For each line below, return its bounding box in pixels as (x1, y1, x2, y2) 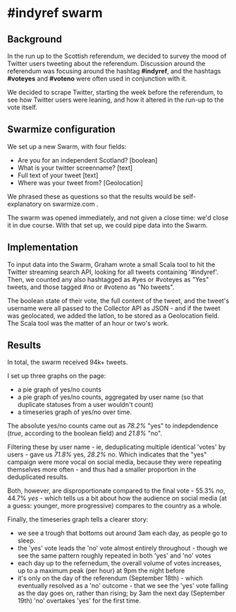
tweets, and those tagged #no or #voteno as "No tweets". (7, 283, 175, 291)
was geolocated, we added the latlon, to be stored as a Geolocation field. (7, 311, 220, 319)
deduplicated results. (7, 473, 69, 481)
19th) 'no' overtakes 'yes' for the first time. (17, 596, 141, 605)
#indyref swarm (7, 5, 103, 21)
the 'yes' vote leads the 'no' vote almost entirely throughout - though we (17, 544, 228, 553)
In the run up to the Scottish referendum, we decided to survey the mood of (7, 52, 227, 60)
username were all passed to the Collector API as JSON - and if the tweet (7, 304, 221, 312)
